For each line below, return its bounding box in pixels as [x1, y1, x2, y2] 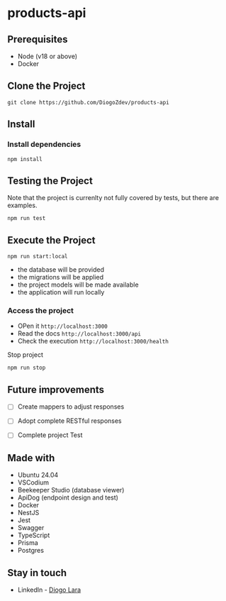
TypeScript [17, 531, 50, 540]
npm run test [7, 215, 46, 222]
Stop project [7, 351, 44, 359]
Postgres [17, 546, 45, 555]
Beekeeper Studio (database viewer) [17, 486, 125, 495]
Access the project [7, 306, 74, 316]
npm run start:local [7, 253, 69, 260]
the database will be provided [17, 265, 105, 274]
